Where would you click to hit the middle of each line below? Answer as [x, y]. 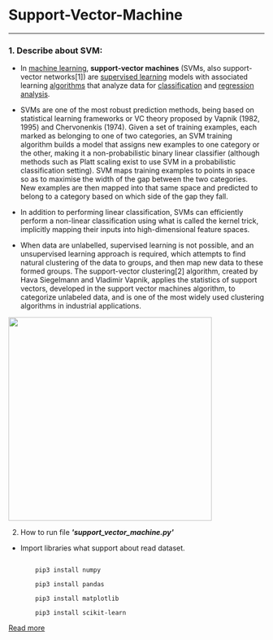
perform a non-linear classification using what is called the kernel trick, [139, 221]
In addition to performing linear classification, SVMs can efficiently [132, 213]
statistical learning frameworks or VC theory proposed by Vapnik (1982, [140, 119]
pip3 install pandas [70, 585]
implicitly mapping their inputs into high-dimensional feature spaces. [135, 230]
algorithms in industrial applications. [81, 306]
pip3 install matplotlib [77, 599]
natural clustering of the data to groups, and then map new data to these [142, 263]
